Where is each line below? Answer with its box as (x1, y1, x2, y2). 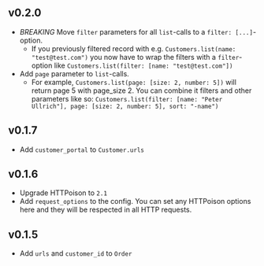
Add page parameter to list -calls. (19, 68, 130, 78)
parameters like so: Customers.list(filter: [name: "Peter (31, 94, 223, 103)
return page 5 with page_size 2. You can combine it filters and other (31, 86, 252, 95)
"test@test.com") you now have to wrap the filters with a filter (31, 52, 240, 61)
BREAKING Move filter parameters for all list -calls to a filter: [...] (19, 27, 254, 36)
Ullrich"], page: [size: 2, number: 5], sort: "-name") (31, 102, 219, 110)
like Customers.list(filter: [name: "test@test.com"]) (54, 61, 233, 70)
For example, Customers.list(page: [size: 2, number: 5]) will (31, 77, 236, 87)
